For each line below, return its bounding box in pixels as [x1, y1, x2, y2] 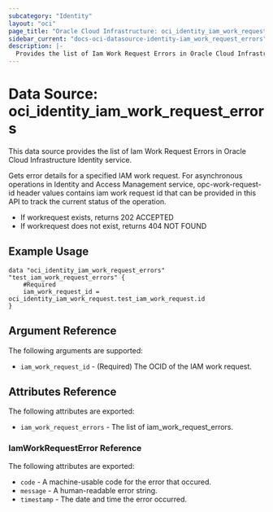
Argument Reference [8, 324, 117, 338]
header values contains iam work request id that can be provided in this [15, 188, 257, 198]
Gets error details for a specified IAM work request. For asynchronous [8, 170, 243, 180]
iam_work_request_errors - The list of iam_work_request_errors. [19, 422, 234, 432]
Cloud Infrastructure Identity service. [8, 155, 132, 164]
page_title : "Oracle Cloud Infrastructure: [8, 27, 158, 35]
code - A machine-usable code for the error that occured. [19, 477, 212, 487]
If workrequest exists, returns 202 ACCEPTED [19, 212, 175, 222]
